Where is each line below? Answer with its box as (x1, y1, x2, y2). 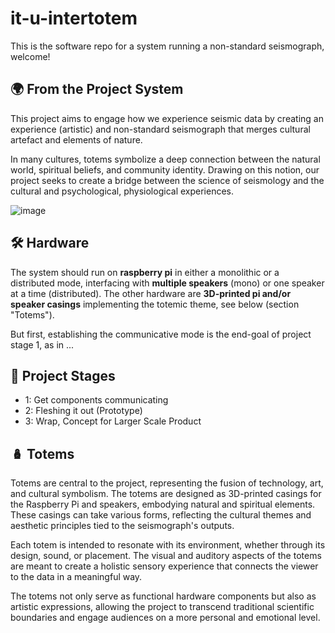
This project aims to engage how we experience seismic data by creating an (10, 112, 324, 124)
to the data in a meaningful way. (10, 571, 143, 583)
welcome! (10, 50, 51, 62)
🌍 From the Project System (10, 81, 184, 98)
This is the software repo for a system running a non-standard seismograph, (10, 40, 325, 52)
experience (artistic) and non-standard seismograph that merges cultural (10, 123, 311, 135)
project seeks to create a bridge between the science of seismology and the (10, 174, 325, 186)
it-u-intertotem (10, 7, 138, 30)
